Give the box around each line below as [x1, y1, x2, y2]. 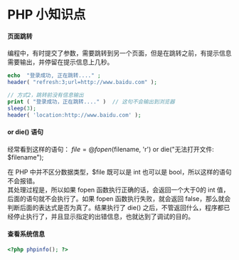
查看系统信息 [7, 229, 45, 239]
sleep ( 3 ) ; [7, 105, 37, 112]
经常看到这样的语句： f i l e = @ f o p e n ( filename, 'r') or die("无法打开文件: [7, 145, 215, 153]
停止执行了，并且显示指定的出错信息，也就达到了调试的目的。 [13, 212, 194, 221]
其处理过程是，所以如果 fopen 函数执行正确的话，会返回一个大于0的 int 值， [7, 185, 230, 194]
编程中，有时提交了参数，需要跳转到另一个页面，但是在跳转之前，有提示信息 [7, 49, 232, 58]
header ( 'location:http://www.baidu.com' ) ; [7, 111, 142, 118]
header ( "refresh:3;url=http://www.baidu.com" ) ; [7, 79, 158, 86]
